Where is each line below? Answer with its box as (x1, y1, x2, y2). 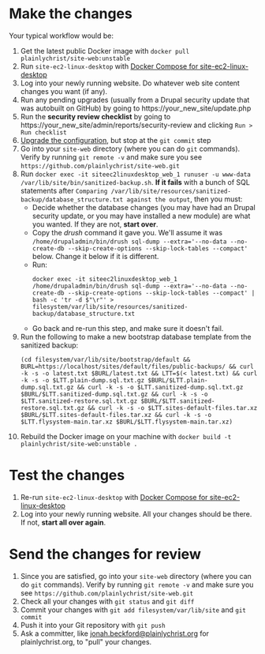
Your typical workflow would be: (9, 31, 114, 40)
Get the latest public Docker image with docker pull (20, 46, 190, 55)
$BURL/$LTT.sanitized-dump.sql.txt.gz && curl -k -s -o (20, 390, 208, 398)
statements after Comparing (20, 186, 108, 195)
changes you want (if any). (20, 86, 108, 96)
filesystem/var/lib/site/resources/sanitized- (32, 303, 188, 310)
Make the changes (9, 5, 132, 23)
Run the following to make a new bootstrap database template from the (20, 332, 252, 341)
